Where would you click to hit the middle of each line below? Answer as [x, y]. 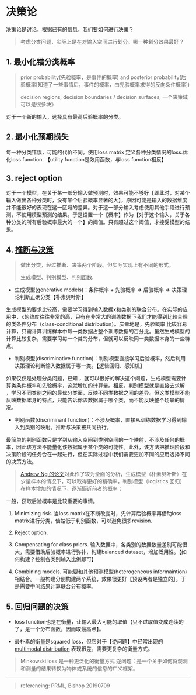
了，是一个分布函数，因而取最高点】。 [59, 629]
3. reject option [34, 178]
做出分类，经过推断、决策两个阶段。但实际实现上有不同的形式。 [97, 265]
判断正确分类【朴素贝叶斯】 [53, 297]
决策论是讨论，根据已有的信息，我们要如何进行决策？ [70, 29]
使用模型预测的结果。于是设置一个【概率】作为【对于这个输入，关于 [103, 215]
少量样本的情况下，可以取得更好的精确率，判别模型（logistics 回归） [103, 481]
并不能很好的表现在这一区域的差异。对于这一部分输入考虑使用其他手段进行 [95, 208]
